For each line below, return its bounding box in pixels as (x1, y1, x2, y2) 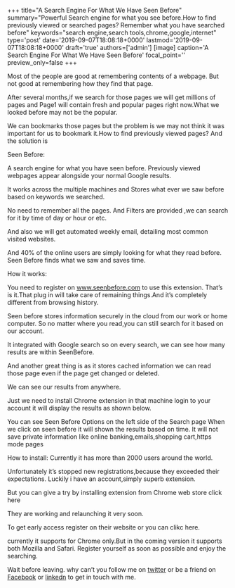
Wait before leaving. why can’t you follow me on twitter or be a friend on (7, 565, 216, 573)
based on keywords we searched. (7, 193, 105, 201)
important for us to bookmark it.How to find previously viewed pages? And (7, 130, 222, 137)
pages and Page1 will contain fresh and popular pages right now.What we (7, 101, 220, 108)
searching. (7, 552, 39, 560)
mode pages (7, 440, 44, 448)
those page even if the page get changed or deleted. (7, 369, 160, 377)
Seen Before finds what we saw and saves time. (7, 256, 146, 264)
